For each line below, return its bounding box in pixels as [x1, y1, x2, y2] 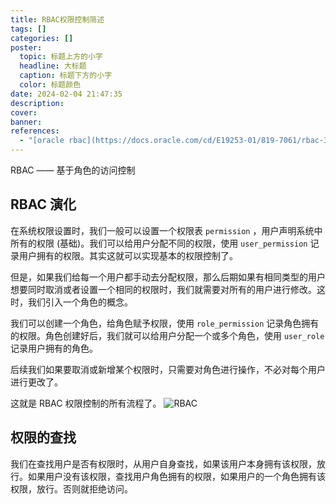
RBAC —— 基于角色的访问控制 [10, 164, 136, 176]
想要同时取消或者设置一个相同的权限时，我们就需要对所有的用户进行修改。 [10, 283, 317, 295]
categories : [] [10, 33, 74, 43]
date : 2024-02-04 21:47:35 [10, 89, 123, 99]
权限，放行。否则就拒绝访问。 [10, 482, 133, 495]
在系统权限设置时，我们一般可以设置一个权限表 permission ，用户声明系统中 [10, 224, 323, 236]
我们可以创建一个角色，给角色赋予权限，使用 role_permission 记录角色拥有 [10, 317, 320, 329]
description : [10, 98, 65, 108]
